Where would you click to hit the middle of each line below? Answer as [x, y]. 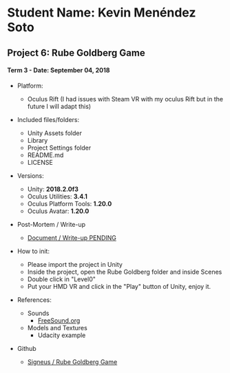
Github [27, 348]
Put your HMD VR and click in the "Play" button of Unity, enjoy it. [119, 286]
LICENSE [40, 162]
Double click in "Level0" [62, 279]
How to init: [33, 251]
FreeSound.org [59, 320]
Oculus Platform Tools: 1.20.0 [70, 203]
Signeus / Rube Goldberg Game [72, 362]
